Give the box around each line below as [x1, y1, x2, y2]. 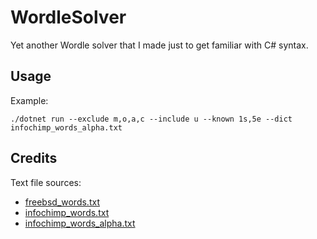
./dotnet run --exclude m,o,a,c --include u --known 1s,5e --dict [10, 114, 293, 124]
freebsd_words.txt [24, 196, 100, 208]
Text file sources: [10, 176, 82, 188]
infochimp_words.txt [24, 206, 110, 218]
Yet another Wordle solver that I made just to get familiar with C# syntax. [10, 39, 309, 51]
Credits [10, 150, 58, 167]
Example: [10, 94, 49, 106]
